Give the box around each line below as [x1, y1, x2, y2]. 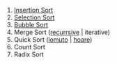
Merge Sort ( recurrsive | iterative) [13, 28, 110, 36]
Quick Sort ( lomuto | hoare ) [13, 35, 93, 44]
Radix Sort [13, 50, 44, 58]
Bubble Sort [13, 21, 49, 29]
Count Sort [13, 43, 45, 51]
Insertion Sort [13, 6, 54, 14]
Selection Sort [13, 13, 55, 22]
